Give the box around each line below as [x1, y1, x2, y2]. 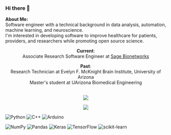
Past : [80, 63, 92, 70]
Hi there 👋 [5, 5, 31, 12]
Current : [76, 48, 95, 54]
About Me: [5, 16, 29, 22]
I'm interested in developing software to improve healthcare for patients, [5, 33, 157, 39]
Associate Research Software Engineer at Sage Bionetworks [22, 53, 150, 59]
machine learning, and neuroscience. [5, 27, 83, 33]
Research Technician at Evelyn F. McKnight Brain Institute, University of [10, 69, 161, 75]
